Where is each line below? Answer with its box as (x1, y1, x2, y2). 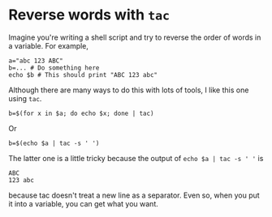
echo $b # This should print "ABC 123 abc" (8, 70, 158, 79)
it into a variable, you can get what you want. (8, 198, 158, 208)
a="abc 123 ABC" (8, 57, 63, 65)
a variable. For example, (8, 40, 89, 50)
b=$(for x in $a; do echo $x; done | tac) (8, 109, 154, 117)
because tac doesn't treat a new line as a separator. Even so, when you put (8, 190, 260, 200)
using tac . (8, 93, 42, 103)
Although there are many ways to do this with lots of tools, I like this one (8, 85, 249, 95)
